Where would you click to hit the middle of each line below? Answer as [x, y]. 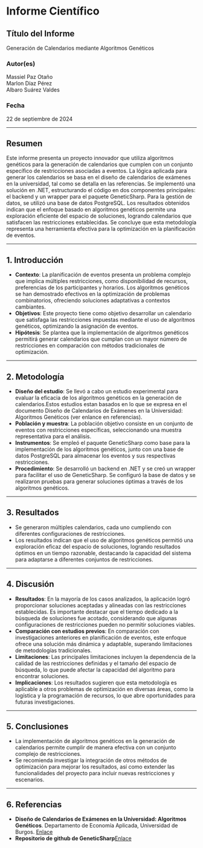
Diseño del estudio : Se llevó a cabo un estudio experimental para [96, 392]
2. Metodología [35, 377]
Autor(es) [21, 64]
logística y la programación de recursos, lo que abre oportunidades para [105, 695]
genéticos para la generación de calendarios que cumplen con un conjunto [100, 164]
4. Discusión [30, 584]
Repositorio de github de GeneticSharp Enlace [73, 838]
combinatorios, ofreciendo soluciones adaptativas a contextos [92, 301]
